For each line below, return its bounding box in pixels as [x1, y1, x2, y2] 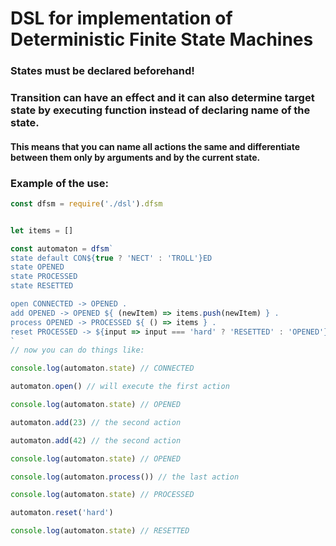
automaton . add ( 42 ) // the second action [10, 435, 182, 446]
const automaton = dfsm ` [10, 243, 114, 254]
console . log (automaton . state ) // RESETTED [10, 526, 190, 536]
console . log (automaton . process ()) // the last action [10, 472, 240, 482]
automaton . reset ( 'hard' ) [10, 508, 114, 518]
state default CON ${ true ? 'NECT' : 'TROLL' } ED [10, 253, 213, 263]
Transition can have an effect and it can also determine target [10, 91, 315, 105]
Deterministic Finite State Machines [10, 28, 314, 51]
